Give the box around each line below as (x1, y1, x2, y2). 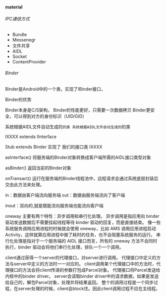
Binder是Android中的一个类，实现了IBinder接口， (5, 86, 106, 92)
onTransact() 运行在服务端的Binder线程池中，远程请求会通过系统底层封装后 (5, 176, 159, 181)
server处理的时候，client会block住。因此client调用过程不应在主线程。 (18, 286, 160, 292)
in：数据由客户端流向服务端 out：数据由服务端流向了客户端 (5, 192, 125, 198)
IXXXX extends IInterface (5, 134, 57, 140)
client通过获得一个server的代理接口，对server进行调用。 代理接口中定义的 (5, 255, 157, 260)
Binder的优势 (5, 97, 32, 102)
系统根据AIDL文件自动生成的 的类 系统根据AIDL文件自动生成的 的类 (5, 124, 130, 130)
